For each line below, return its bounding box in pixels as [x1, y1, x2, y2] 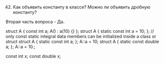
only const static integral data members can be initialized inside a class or [5, 34, 157, 39]
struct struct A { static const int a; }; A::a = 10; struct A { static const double [5, 39, 159, 44]
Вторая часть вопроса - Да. [5, 19, 65, 24]
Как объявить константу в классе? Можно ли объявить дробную [12, 4, 151, 10]
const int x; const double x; [5, 53, 61, 59]
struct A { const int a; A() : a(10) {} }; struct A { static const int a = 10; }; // [5, 28, 154, 34]
